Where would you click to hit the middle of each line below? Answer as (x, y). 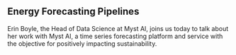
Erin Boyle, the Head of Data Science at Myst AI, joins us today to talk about (118, 28)
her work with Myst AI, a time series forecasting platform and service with (115, 36)
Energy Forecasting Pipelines (73, 12)
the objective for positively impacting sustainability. (82, 43)
